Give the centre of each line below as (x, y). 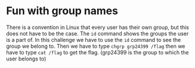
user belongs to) (26, 59)
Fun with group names (62, 11)
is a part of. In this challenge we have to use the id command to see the (94, 40)
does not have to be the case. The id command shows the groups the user (97, 33)
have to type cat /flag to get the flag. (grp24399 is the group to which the (97, 52)
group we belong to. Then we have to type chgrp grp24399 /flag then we (96, 46)
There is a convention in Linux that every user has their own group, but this (98, 27)
